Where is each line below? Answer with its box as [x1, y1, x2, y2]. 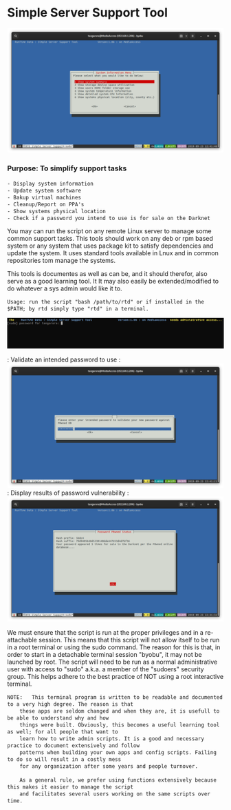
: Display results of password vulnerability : [7, 488, 129, 497]
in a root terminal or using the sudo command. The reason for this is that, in [7, 643, 221, 651]
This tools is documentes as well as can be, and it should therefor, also [7, 269, 208, 277]
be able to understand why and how [7, 714, 109, 722]
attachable [7, 635, 38, 644]
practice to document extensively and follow [7, 742, 140, 749]
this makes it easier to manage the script [7, 783, 134, 791]
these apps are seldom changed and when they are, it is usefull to [19, 707, 220, 715]
